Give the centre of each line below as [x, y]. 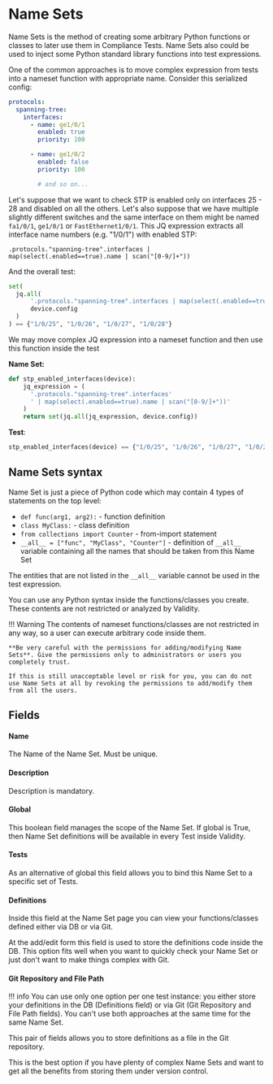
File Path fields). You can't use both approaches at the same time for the [130, 1014]
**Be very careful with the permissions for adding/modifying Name [125, 647]
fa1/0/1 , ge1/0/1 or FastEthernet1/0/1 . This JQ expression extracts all [126, 225]
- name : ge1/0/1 [57, 124]
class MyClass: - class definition [75, 525]
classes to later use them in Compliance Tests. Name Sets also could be [129, 45]
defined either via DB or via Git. [61, 927]
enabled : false [63, 162]
